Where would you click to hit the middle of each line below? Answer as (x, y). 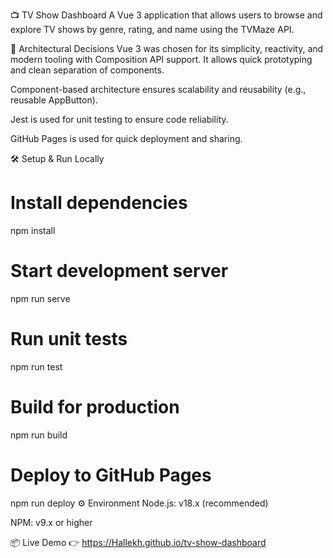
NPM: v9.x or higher (51, 522)
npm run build (39, 435)
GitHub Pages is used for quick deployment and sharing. (126, 138)
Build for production (95, 407)
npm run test (36, 366)
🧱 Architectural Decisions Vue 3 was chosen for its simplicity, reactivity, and (167, 48)
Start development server (119, 271)
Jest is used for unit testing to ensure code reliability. (119, 119)
